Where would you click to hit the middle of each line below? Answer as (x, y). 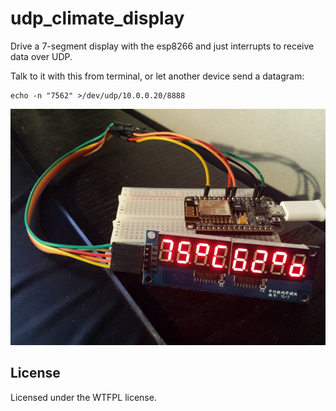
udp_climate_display (97, 18)
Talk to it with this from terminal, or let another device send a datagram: (157, 76)
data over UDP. (41, 56)
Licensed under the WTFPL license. (83, 397)
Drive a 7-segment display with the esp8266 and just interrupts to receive (162, 46)
